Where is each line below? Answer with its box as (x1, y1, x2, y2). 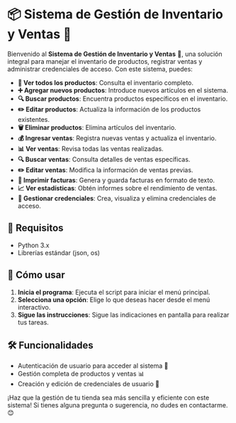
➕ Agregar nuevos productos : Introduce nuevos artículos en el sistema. (17, 86, 228, 94)
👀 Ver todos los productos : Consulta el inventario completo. (17, 78, 193, 86)
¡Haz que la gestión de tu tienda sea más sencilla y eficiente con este (7, 393, 210, 402)
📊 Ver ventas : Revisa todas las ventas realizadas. (17, 144, 164, 153)
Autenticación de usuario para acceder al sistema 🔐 (17, 361, 169, 370)
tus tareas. (17, 317, 50, 327)
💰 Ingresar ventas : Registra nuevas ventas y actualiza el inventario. (17, 133, 217, 142)
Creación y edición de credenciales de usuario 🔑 (17, 380, 159, 388)
